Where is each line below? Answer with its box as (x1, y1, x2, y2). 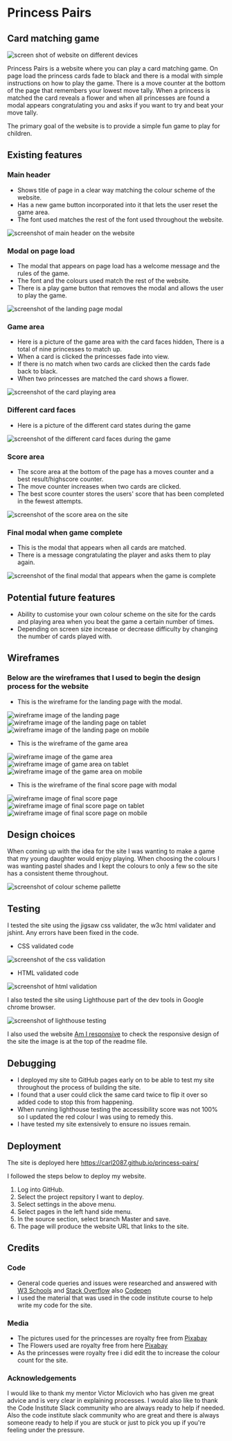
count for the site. (17, 1356, 69, 1364)
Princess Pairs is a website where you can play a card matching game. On (7, 64, 218, 72)
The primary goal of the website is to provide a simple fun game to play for (7, 122, 220, 130)
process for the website (7, 681, 89, 691)
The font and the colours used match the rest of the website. (17, 276, 190, 285)
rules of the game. (17, 269, 70, 277)
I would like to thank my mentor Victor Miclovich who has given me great (7, 1389, 215, 1397)
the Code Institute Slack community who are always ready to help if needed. (7, 1404, 225, 1412)
